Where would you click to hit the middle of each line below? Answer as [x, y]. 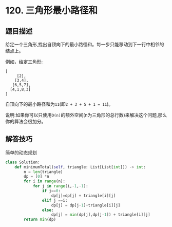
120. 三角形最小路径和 [51, 11]
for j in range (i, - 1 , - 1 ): [60, 186]
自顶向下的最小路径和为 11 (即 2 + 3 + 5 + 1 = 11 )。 [59, 104]
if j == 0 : [51, 191]
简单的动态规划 [21, 153]
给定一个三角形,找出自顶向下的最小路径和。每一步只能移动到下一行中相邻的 [85, 44]
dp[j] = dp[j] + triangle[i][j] [83, 196]
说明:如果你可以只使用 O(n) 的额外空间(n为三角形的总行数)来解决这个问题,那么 [86, 115]
